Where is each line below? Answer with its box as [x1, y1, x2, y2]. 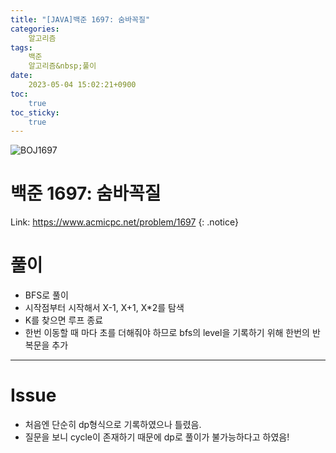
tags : [10, 42, 33, 53]
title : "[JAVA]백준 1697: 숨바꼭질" [10, 14, 151, 25]
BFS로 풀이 [24, 289, 69, 301]
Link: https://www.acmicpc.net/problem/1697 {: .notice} [10, 216, 239, 228]
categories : [10, 24, 60, 34]
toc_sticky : [10, 107, 60, 118]
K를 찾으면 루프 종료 [24, 314, 104, 326]
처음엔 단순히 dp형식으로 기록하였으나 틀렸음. [24, 419, 202, 431]
